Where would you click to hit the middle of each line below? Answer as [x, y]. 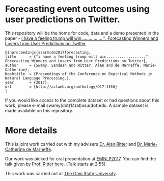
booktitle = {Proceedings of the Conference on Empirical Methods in [79, 74]
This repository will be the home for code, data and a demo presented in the [82, 33]
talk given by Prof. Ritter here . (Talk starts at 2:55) [55, 164]
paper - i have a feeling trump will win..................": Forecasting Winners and [82, 38]
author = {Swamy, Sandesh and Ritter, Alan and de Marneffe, [73, 65]
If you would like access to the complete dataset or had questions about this [82, 100]
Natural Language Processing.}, [38, 78]
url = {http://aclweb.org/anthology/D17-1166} [61, 87]
